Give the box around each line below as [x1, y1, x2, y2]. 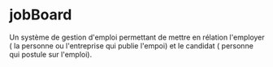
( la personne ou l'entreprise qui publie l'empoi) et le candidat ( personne [9, 40, 254, 50]
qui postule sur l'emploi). [9, 49, 93, 59]
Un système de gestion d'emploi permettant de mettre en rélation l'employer [9, 32, 265, 42]
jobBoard [9, 6, 72, 24]
